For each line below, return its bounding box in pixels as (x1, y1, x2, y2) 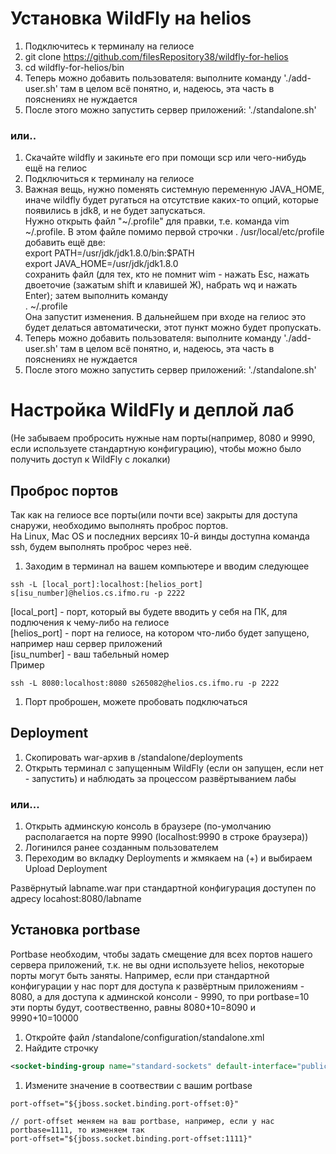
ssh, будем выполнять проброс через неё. (10, 540, 193, 552)
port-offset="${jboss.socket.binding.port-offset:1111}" (10, 1133, 253, 1144)
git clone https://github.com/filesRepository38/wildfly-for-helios (24, 50, 289, 62)
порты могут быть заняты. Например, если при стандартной (10, 969, 270, 981)
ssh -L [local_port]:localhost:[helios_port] (10, 579, 203, 589)
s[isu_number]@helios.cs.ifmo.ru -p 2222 (10, 588, 186, 598)
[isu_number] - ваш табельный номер (10, 648, 170, 660)
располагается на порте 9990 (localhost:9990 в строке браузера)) (24, 831, 309, 843)
